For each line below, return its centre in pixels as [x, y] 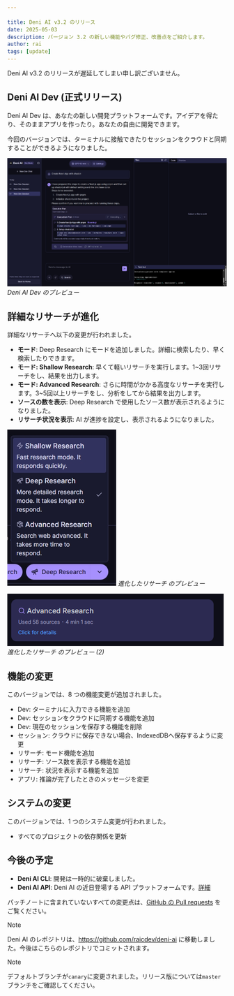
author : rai [24, 44]
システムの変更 [39, 803]
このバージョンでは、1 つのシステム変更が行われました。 [88, 821]
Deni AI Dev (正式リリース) [65, 97]
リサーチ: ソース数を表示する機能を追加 [74, 762]
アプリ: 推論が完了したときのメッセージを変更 [83, 779]
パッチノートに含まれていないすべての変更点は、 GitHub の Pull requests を [114, 902]
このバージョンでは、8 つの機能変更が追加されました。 [86, 694]
